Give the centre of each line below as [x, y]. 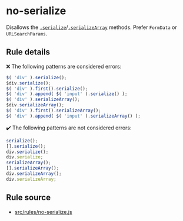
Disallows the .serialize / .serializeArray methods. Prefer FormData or [92, 27]
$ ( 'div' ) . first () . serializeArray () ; [54, 110]
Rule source [29, 198]
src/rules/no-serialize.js [43, 212]
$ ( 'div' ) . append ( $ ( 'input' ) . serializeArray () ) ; [74, 116]
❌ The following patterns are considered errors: [64, 66]
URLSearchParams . [27, 33]
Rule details [28, 52]
